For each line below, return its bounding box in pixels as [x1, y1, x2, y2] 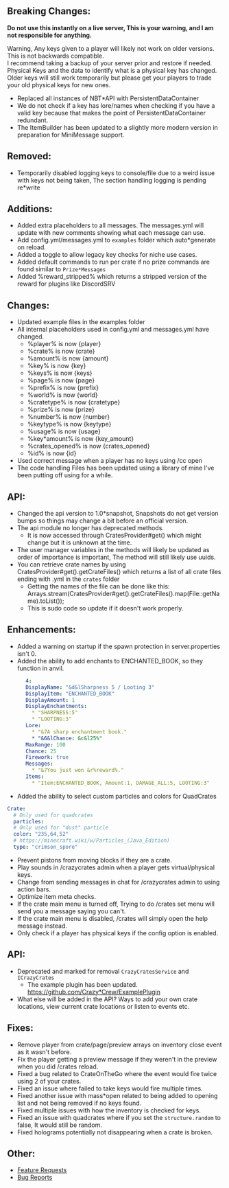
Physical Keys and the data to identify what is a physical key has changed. [7, 66, 217, 74]
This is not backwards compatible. [7, 52, 104, 60]
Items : [25, 773, 45, 780]
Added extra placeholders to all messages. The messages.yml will [16, 221, 204, 229]
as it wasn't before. [16, 1047, 72, 1056]
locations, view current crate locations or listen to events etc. [16, 1002, 190, 1010]
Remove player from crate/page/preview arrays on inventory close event [16, 1040, 222, 1049]
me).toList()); [27, 597, 64, 605]
